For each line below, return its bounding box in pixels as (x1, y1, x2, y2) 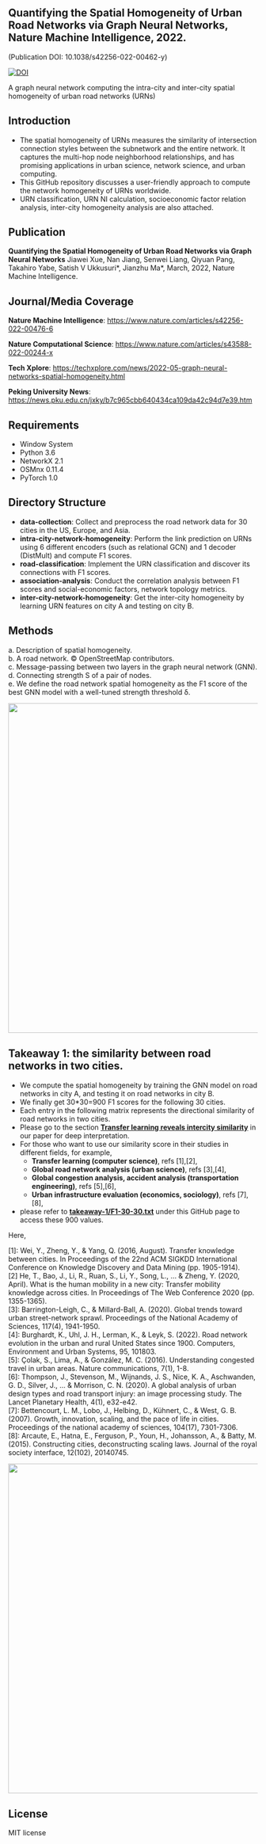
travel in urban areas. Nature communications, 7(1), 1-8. (8, 1363, 189, 1373)
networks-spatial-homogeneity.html (8, 371, 125, 381)
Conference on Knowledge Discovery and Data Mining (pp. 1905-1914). (8, 1263, 241, 1272)
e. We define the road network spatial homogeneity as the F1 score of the (8, 679, 248, 688)
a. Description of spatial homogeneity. (8, 645, 133, 654)
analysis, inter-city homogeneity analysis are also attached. (19, 202, 214, 212)
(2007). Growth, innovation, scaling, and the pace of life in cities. (8, 1414, 219, 1423)
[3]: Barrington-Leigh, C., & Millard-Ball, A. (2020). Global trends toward (8, 1305, 243, 1314)
